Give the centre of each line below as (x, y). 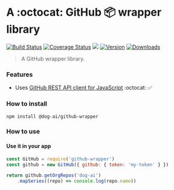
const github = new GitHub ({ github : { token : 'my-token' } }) (88, 165)
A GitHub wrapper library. (53, 58)
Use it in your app (29, 146)
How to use (23, 132)
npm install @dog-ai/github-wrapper (52, 117)
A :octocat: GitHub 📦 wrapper (84, 12)
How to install (27, 104)
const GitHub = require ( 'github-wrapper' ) (60, 159)
